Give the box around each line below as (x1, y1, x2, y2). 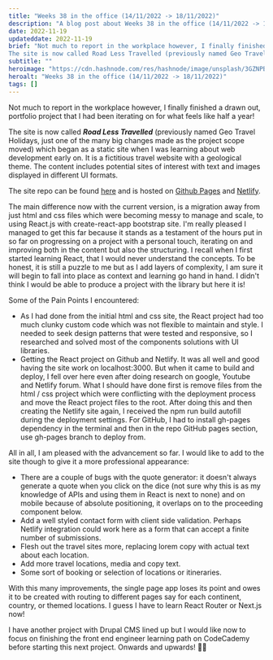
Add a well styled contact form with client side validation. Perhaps (19, 515, 242, 525)
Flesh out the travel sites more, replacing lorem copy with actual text (19, 541, 249, 551)
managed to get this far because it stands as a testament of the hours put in (8, 227, 262, 237)
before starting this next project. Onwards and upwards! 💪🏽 (8, 642, 207, 652)
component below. (19, 506, 83, 517)
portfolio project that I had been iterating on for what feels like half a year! (8, 111, 255, 120)
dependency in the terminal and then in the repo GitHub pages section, (19, 423, 258, 433)
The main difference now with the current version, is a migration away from (8, 201, 260, 212)
